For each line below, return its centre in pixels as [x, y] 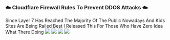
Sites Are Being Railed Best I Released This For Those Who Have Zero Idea [84, 26]
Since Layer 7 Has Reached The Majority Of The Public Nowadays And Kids [85, 21]
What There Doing [25, 32]
